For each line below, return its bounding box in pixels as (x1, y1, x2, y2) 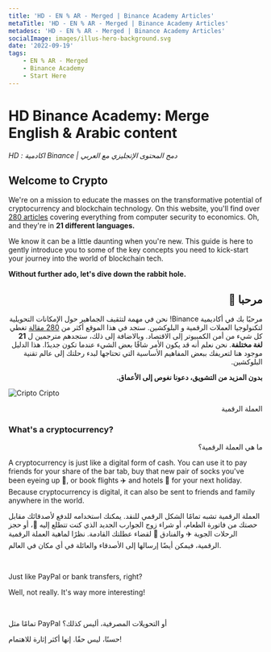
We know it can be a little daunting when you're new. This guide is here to (8, 236, 253, 246)
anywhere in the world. (8, 495, 85, 505)
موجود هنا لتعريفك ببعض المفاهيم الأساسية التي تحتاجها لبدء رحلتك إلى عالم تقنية (23, 349, 263, 358)
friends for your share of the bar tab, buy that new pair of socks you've (8, 466, 244, 476)
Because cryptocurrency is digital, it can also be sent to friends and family (8, 487, 256, 497)
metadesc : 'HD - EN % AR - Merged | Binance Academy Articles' (8, 27, 226, 35)
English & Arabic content (8, 123, 177, 142)
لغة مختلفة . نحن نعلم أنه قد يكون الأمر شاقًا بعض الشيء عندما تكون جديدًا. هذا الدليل (11, 340, 263, 349)
